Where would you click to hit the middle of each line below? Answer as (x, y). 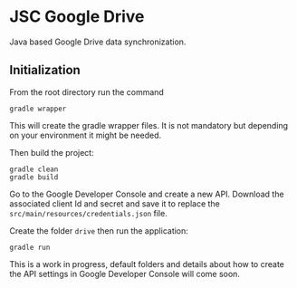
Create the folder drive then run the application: (99, 230)
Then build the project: (52, 152)
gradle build (34, 177)
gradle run (30, 247)
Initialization (45, 70)
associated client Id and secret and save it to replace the (115, 203)
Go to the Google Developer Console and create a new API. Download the (147, 194)
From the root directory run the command (87, 91)
